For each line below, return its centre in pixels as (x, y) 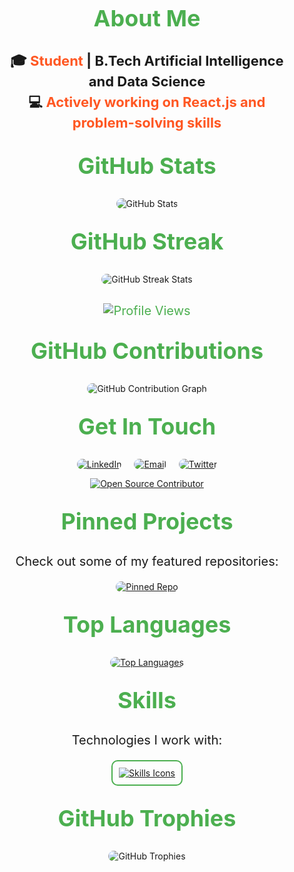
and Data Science (147, 81)
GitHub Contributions (147, 351)
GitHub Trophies (147, 818)
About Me (147, 18)
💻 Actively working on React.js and (147, 102)
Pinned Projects (147, 521)
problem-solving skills (147, 122)
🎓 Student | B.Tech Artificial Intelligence (147, 60)
